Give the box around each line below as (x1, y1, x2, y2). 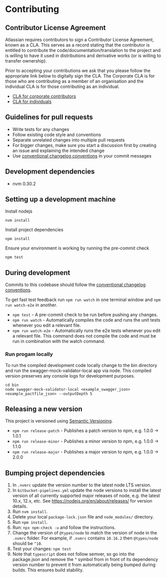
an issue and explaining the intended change (12, 147, 105, 153)
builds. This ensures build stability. (12, 567, 84, 573)
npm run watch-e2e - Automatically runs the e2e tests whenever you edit (12, 327, 161, 333)
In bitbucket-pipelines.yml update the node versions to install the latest (12, 487, 162, 493)
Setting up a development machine (5, 195, 116, 203)
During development (5, 268, 71, 277)
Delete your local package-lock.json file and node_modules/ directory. (12, 514, 154, 520)
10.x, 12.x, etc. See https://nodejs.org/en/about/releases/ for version (12, 498, 153, 504)
